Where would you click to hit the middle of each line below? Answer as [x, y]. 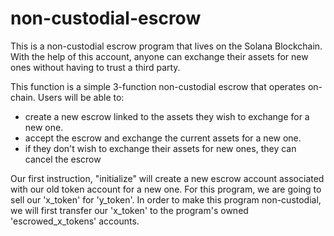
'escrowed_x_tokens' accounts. [75, 221]
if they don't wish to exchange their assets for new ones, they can [160, 148]
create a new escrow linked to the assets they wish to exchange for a [167, 116]
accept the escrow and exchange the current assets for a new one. [163, 138]
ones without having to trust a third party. [95, 67]
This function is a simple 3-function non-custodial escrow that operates [158, 86]
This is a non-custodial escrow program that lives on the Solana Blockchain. [166, 46]
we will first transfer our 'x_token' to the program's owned [129, 210]
